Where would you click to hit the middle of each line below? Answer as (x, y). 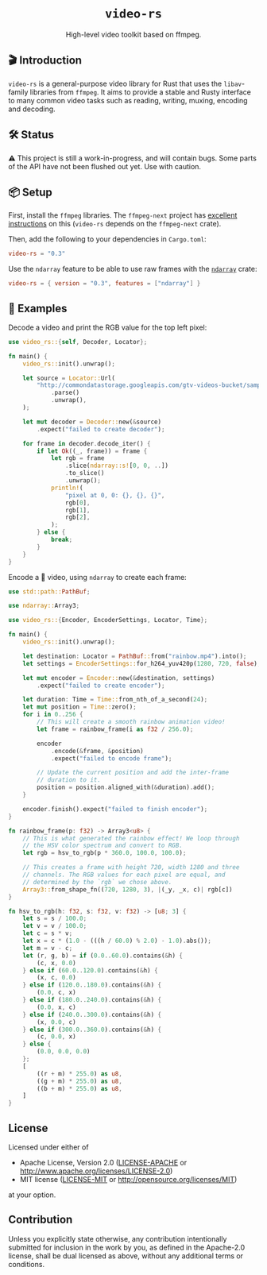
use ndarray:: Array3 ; (44, 606)
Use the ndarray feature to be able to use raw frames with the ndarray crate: (133, 269)
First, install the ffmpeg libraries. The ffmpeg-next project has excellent (123, 215)
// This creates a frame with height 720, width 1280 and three (131, 867)
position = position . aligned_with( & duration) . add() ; (126, 788)
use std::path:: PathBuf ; (49, 591)
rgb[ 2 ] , (77, 518)
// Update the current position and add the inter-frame (133, 773)
